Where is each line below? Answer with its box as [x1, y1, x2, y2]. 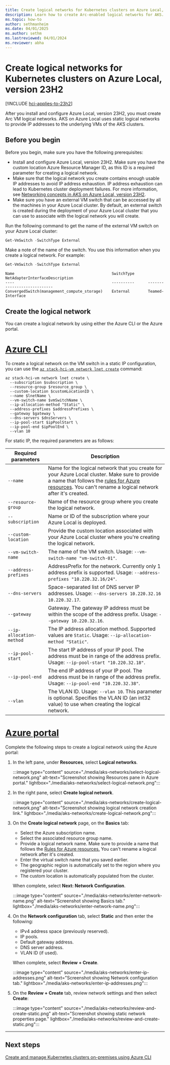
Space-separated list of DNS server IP [48, 583, 140, 590]
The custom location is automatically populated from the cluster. [20, 873, 154, 879]
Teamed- [148, 289, 164, 294]
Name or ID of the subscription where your [48, 512, 149, 520]
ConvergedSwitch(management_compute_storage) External [5, 289, 130, 294]
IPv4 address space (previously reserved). [20, 928, 109, 934]
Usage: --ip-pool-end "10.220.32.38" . [48, 680, 140, 687]
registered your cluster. [20, 867, 69, 874]
